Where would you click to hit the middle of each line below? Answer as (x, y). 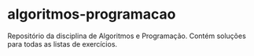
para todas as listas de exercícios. (63, 44)
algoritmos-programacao (92, 14)
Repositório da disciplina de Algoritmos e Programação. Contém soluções (127, 36)
